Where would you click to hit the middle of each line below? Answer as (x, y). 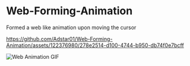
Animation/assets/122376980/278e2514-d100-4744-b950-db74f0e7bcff (95, 45)
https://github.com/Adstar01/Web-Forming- (59, 39)
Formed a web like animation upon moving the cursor (71, 27)
